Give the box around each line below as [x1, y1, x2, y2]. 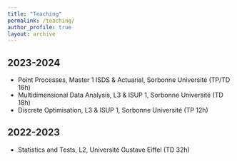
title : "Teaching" [7, 10, 62, 18]
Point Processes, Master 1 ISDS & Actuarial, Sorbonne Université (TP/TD [17, 76, 231, 84]
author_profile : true [7, 24, 72, 31]
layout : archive [7, 30, 56, 38]
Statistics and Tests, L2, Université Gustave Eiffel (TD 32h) [17, 145, 191, 154]
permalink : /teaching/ [7, 17, 75, 24]
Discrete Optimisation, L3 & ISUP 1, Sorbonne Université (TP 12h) [17, 106, 208, 115]
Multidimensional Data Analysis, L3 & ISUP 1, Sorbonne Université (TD [17, 90, 223, 100]
